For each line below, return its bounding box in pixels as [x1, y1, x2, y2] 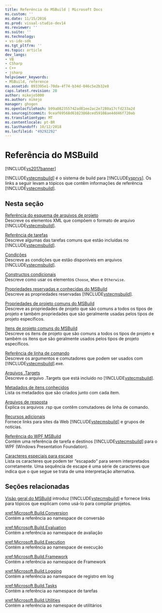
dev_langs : [5, 52, 27, 57]
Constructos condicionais [5, 272, 56, 277]
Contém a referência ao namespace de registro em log [5, 573, 114, 579]
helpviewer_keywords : [5, 75, 49, 80]
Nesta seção [5, 199, 44, 208]
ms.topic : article [5, 48, 42, 52]
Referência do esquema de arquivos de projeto [5, 212, 99, 218]
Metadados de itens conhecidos [5, 385, 69, 390]
